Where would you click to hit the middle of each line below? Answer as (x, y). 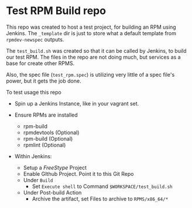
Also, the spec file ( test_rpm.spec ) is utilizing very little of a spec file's (90, 74)
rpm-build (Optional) (48, 138)
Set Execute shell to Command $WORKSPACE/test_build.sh (102, 186)
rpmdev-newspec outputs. (35, 39)
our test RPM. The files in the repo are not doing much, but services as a (93, 57)
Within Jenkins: (33, 156)
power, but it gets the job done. (44, 81)
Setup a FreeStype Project (55, 168)
